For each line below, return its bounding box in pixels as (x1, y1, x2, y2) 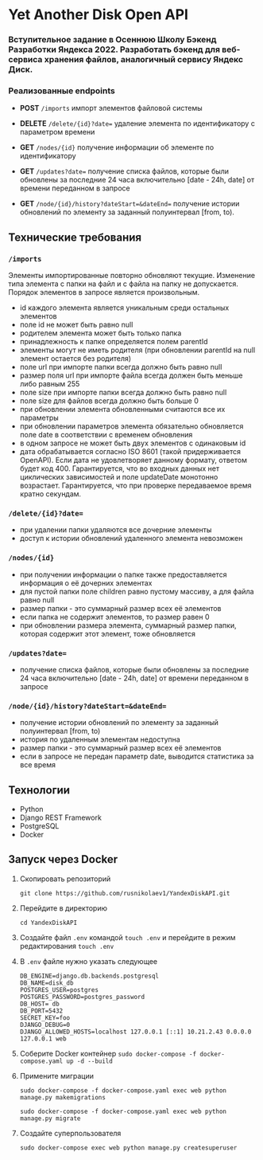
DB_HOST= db (19, 1000, 60, 1008)
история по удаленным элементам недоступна (19, 735, 180, 744)
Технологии (8, 783, 70, 797)
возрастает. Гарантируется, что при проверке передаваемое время (19, 480, 252, 491)
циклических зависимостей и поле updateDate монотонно (19, 472, 219, 482)
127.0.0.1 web (19, 1034, 67, 1043)
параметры (19, 413, 60, 423)
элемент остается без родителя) (19, 354, 132, 363)
